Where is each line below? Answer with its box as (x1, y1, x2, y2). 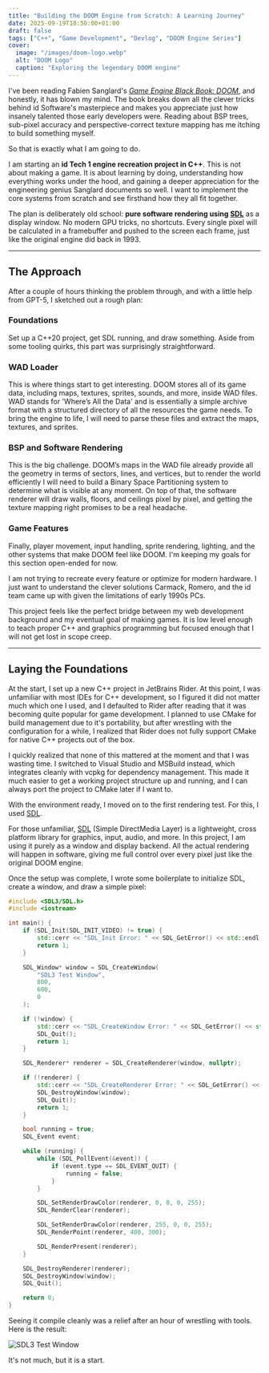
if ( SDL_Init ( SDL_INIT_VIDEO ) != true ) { (22, 926, 163, 935)
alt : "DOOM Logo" (15, 57, 74, 65)
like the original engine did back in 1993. (8, 234, 142, 244)
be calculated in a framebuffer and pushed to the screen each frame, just (8, 226, 250, 235)
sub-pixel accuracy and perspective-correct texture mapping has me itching (8, 119, 260, 129)
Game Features (8, 523, 70, 534)
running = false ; (65, 1170, 124, 1178)
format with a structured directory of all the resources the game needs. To (8, 405, 253, 415)
